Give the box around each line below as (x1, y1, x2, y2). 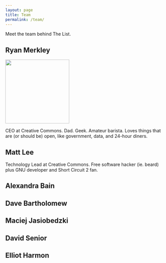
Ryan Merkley (5, 45, 51, 54)
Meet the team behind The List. (5, 31, 72, 37)
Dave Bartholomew (5, 199, 67, 207)
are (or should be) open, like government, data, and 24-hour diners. (5, 133, 148, 139)
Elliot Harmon (5, 251, 50, 259)
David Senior (5, 233, 47, 243)
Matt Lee (5, 148, 34, 156)
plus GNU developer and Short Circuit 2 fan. (5, 167, 98, 173)
